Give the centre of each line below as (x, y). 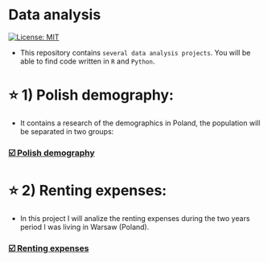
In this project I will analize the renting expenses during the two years (135, 218)
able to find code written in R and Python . (87, 61)
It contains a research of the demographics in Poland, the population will (140, 123)
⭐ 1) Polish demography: (91, 95)
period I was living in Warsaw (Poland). (85, 227)
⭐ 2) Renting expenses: (88, 190)
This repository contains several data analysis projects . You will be (135, 52)
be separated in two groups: (67, 131)
